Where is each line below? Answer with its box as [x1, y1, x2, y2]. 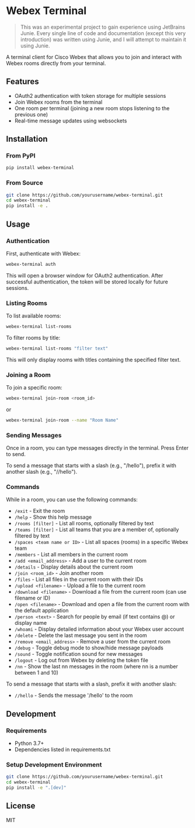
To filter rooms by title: [6, 334, 60, 341]
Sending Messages [6, 431, 62, 439]
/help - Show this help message [14, 514, 92, 521]
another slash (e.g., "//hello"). [6, 468, 78, 475]
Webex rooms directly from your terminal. [6, 60, 106, 67]
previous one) [14, 111, 48, 118]
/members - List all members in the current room [14, 551, 128, 558]
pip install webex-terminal [6, 165, 75, 171]
